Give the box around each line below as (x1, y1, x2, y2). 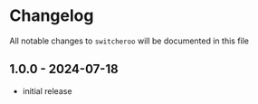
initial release (22, 85, 72, 96)
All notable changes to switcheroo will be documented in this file (9, 35, 250, 46)
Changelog (9, 5, 94, 26)
